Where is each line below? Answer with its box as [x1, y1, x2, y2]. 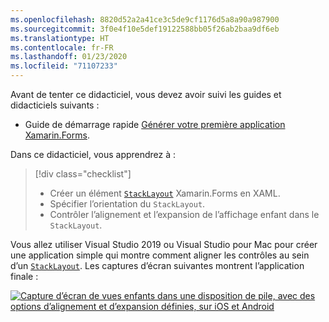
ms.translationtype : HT [10, 33, 110, 43]
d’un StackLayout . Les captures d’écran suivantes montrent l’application [10, 260, 305, 271]
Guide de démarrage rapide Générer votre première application [24, 119, 286, 130]
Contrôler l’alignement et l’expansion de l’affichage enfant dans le [49, 209, 320, 220]
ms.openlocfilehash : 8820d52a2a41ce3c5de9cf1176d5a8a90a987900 [10, 14, 280, 25]
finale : [10, 271, 39, 282]
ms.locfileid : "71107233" [10, 61, 118, 71]
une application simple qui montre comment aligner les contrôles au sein [10, 249, 310, 261]
